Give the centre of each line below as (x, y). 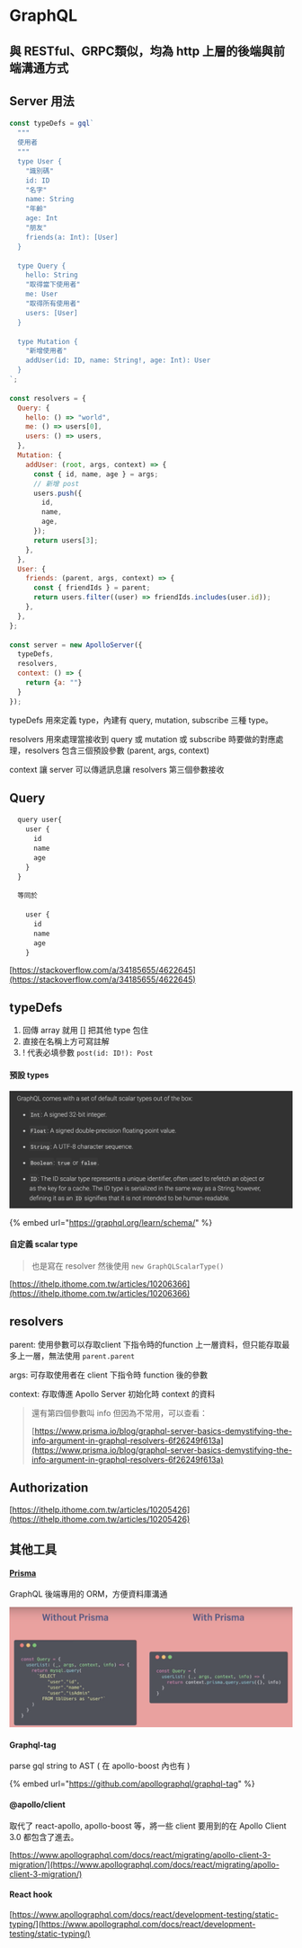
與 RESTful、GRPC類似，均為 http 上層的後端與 (142, 51)
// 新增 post (56, 483)
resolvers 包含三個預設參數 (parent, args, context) (117, 750)
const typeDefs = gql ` (52, 124)
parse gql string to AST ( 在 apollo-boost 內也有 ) (100, 1766)
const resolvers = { (48, 398)
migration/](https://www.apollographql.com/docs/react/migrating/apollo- (145, 1864)
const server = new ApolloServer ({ (76, 645)
